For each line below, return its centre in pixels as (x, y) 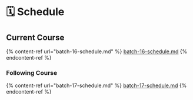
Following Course (32, 73)
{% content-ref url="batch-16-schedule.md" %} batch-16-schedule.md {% (97, 51)
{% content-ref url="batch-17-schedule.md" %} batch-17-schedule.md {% (96, 85)
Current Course (35, 37)
